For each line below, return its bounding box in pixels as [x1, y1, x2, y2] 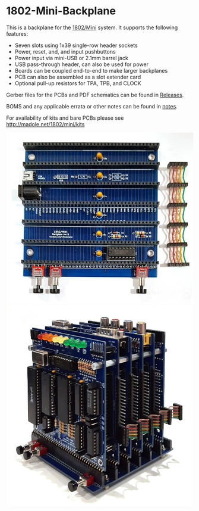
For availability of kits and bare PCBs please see [6, 114, 124, 121]
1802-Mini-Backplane [6, 4, 116, 18]
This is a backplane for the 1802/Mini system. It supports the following [6, 24, 178, 31]
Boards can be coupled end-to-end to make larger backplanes [14, 67, 168, 74]
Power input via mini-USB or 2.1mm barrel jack [14, 54, 129, 61]
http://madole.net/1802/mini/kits [6, 120, 85, 127]
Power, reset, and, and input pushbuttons [14, 48, 116, 55]
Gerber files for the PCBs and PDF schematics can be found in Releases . [6, 91, 184, 98]
